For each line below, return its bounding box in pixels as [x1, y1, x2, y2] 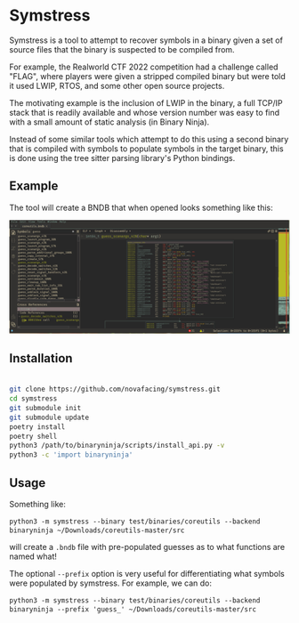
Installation [9, 351, 73, 366]
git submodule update [9, 413, 90, 422]
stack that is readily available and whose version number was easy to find [9, 107, 280, 117]
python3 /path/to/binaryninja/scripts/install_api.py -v [9, 441, 225, 450]
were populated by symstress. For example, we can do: [9, 578, 212, 588]
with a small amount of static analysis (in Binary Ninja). [9, 117, 210, 127]
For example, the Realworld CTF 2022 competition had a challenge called [9, 61, 279, 72]
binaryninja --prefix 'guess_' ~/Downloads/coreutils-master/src [9, 605, 256, 614]
